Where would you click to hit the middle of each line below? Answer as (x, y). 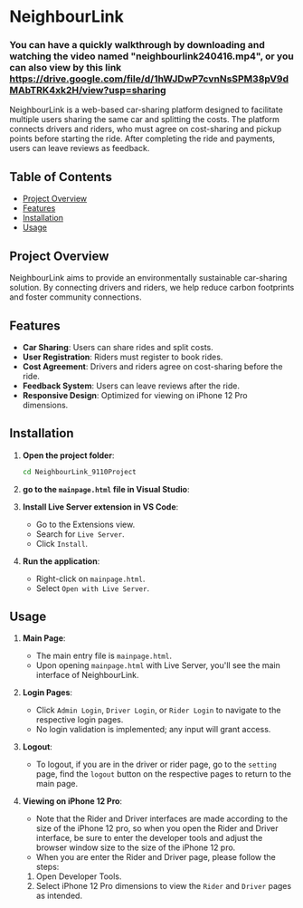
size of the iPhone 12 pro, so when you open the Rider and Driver (157, 828)
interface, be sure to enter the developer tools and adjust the (149, 838)
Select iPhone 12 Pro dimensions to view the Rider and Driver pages (164, 886)
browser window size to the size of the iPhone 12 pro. (136, 847)
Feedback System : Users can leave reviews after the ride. (131, 386)
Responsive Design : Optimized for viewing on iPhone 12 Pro (135, 395)
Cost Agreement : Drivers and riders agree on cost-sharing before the (152, 366)
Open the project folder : (68, 455)
